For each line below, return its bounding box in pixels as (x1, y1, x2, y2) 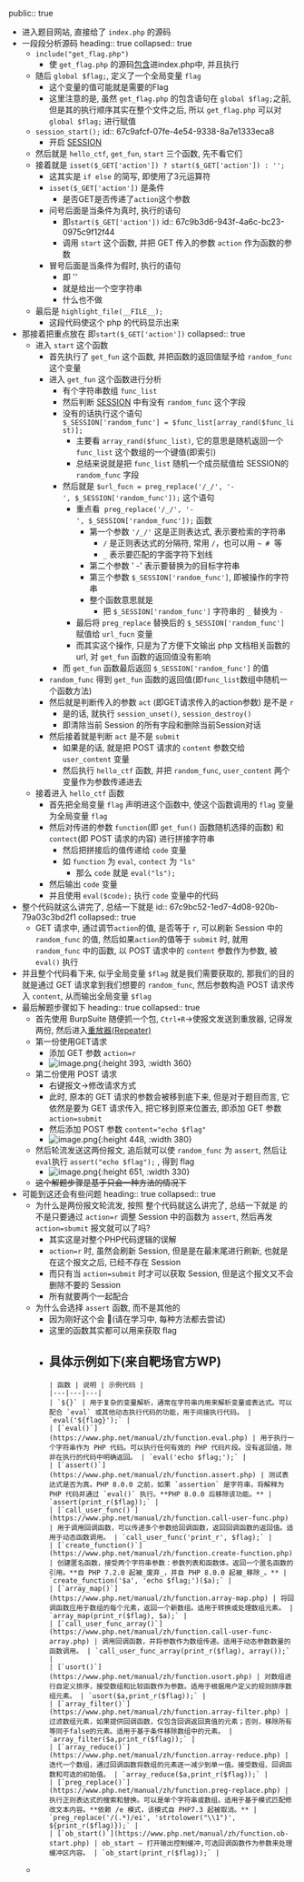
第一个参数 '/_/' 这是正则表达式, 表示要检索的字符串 (89, 527, 287, 537)
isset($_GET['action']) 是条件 (48, 182, 165, 193)
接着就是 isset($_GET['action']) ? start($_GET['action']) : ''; (34, 159, 285, 170)
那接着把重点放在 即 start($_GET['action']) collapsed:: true (21, 328, 246, 339)
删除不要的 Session (48, 1280, 122, 1290)
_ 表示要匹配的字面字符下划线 (103, 549, 213, 559)
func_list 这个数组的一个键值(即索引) (75, 447, 217, 458)
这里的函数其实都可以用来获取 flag (48, 1325, 178, 1335)
